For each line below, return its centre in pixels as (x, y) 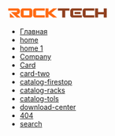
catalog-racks (42, 90)
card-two (35, 73)
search (31, 123)
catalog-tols (39, 98)
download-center (48, 107)
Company (35, 56)
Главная (33, 31)
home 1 (31, 48)
